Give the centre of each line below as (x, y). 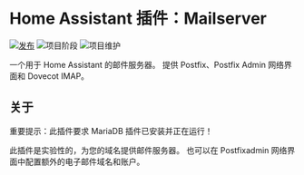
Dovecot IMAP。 (58, 76)
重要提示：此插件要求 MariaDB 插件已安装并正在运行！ (111, 131)
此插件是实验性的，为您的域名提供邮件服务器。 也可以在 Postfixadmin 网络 (148, 150)
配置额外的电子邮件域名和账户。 (85, 161)
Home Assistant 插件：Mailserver (138, 19)
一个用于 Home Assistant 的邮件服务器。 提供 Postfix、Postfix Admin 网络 (147, 64)
